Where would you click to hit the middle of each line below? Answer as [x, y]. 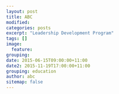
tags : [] [17, 39]
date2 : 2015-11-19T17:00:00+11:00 [48, 66]
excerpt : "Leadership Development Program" [60, 33]
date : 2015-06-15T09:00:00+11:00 [47, 60]
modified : [18, 22]
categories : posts [28, 28]
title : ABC [19, 17]
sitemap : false [25, 82]
